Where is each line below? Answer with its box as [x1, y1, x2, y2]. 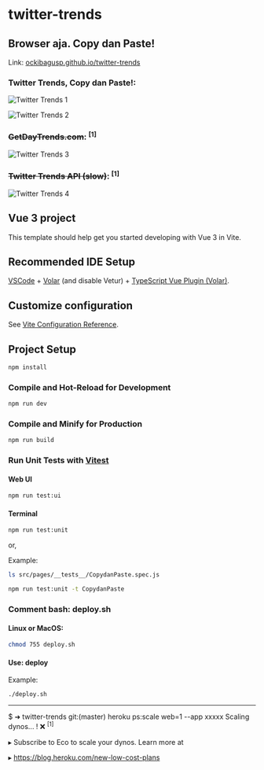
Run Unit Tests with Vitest [8, 455, 109, 466]
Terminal [8, 509, 38, 518]
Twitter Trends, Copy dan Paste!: [8, 77, 137, 88]
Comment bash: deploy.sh [8, 604, 112, 615]
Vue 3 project [8, 212, 76, 225]
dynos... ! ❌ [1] [8, 720, 54, 731]
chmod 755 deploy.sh [8, 641, 76, 649]
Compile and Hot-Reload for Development [8, 381, 171, 392]
